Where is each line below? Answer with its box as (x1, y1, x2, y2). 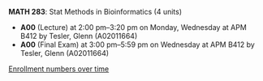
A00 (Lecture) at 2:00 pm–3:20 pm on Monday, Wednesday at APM (19, 23, 248, 32)
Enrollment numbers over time (8, 64, 110, 74)
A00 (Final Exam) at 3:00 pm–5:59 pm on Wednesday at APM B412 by (19, 40, 256, 49)
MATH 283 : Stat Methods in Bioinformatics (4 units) (8, 7, 183, 16)
